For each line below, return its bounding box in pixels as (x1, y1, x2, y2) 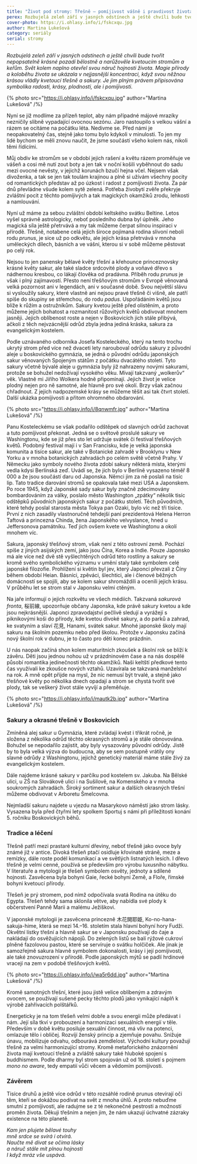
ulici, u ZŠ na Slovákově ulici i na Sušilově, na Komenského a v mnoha (6, 778, 175, 785)
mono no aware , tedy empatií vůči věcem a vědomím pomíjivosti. (6, 1062, 163, 1069)
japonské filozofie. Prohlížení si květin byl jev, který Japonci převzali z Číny (6, 565, 187, 572)
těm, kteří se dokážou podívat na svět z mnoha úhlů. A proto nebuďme (6, 1096, 177, 1103)
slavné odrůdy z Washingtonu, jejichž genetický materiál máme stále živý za (6, 754, 191, 761)
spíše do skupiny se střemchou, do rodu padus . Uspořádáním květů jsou (6, 296, 182, 303)
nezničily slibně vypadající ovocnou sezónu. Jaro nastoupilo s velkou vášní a (6, 118, 191, 125)
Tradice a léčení (6, 829, 53, 837)
